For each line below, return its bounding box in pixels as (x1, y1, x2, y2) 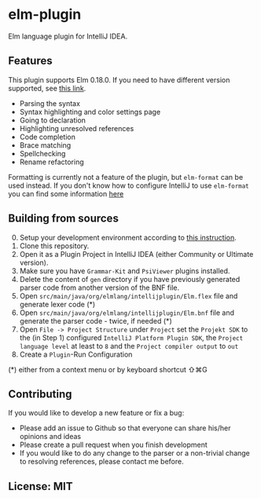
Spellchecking (19, 148, 66, 158)
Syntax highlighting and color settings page (19, 107, 161, 116)
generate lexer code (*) (19, 299, 96, 309)
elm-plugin (8, 5, 82, 24)
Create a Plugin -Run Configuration (19, 350, 133, 359)
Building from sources (8, 212, 119, 225)
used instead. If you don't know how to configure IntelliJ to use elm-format (8, 181, 249, 190)
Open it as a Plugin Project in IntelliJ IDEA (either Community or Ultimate (19, 249, 254, 258)
